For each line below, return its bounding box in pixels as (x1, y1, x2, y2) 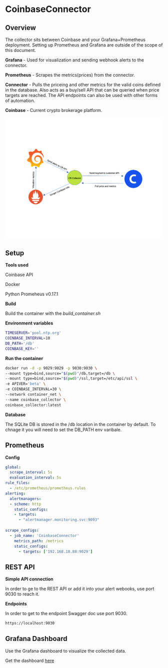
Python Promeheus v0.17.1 (5, 291, 58, 297)
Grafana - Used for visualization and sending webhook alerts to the (5, 57, 144, 63)
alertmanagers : (9, 496, 41, 501)
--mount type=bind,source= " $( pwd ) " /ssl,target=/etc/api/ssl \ (5, 376, 137, 381)
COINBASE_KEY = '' (5, 346, 39, 351)
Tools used (5, 262, 29, 268)
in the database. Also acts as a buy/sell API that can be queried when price (5, 87, 159, 93)
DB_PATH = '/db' (5, 341, 35, 346)
